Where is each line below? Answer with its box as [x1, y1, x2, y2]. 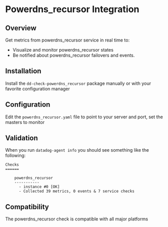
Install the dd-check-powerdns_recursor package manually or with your [5, 80, 151, 86]
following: [5, 153, 26, 159]
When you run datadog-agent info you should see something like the [5, 147, 149, 153]
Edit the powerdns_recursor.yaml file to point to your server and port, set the [5, 114, 163, 120]
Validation [5, 134, 38, 143]
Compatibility [5, 202, 49, 211]
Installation [5, 67, 41, 75]
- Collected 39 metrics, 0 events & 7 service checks [18, 189, 135, 194]
